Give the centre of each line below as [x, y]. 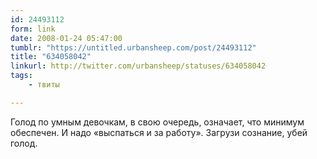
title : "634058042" [51, 57]
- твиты [44, 85]
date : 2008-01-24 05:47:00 [66, 38]
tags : [21, 76]
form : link [33, 29]
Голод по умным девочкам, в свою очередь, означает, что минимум [157, 122]
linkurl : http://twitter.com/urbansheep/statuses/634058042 [138, 66]
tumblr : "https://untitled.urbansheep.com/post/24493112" [133, 47]
